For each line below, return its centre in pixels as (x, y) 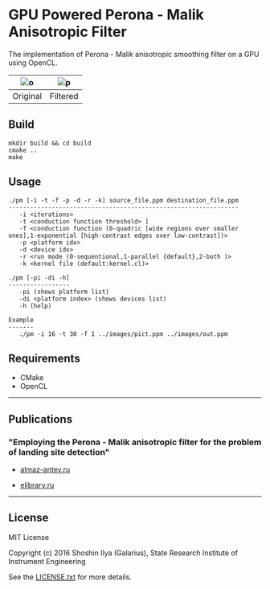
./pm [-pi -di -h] (39, 278)
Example (21, 320)
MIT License (29, 537)
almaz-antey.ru (45, 470)
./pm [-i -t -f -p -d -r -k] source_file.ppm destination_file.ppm (124, 200)
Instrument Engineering (47, 561)
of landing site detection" (59, 452)
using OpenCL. (33, 63)
